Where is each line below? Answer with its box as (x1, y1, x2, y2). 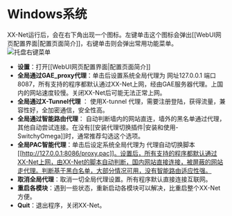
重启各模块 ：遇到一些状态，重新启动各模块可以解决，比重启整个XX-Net (17, 183, 221, 192)
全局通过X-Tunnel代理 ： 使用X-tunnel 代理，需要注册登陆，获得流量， (17, 97, 220, 105)
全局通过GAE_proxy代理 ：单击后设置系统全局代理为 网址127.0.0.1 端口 (17, 71, 217, 80)
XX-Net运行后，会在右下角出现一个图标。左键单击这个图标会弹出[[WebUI (7, 30, 216, 39)
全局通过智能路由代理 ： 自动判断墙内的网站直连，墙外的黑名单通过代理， (17, 114, 226, 123)
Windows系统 (7, 6, 87, 22)
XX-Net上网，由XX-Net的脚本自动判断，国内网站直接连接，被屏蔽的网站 (17, 157, 224, 166)
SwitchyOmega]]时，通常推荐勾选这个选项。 (17, 132, 144, 140)
